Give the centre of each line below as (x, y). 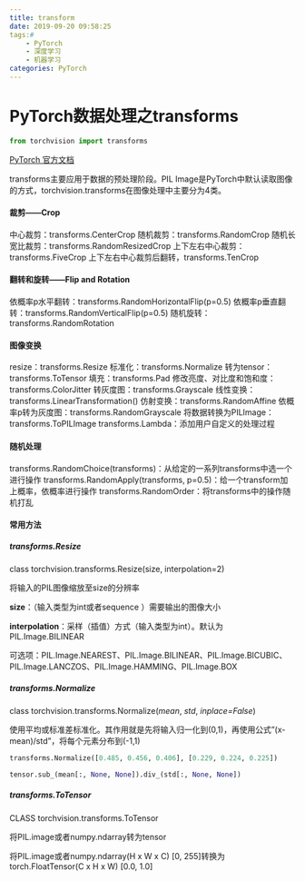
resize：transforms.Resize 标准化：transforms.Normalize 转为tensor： (141, 367)
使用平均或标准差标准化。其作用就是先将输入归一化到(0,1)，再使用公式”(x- (148, 730)
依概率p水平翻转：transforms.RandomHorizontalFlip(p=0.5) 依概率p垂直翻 (148, 302)
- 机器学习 (44, 60)
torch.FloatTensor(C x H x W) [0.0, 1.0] (81, 866)
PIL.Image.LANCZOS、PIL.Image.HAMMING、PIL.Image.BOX (123, 667)
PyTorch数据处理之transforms (124, 117)
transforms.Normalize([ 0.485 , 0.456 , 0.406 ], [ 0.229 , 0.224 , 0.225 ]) (144, 758)
